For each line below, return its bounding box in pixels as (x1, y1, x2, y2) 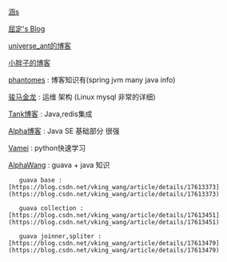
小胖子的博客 (8, 58, 50, 67)
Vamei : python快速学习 (8, 143, 86, 152)
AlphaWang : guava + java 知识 (8, 160, 110, 170)
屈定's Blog (8, 24, 46, 34)
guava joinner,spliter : (18, 232, 102, 240)
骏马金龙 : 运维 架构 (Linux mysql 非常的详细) (8, 92, 156, 102)
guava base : (18, 176, 62, 184)
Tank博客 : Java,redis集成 (8, 109, 93, 119)
